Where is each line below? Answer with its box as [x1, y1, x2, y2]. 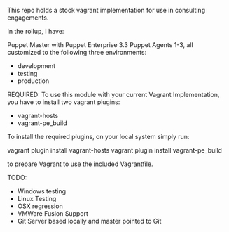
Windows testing [17, 187, 67, 195]
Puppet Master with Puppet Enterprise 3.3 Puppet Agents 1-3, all [7, 41, 194, 49]
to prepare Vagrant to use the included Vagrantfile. [7, 160, 153, 168]
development [17, 62, 56, 70]
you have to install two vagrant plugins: [7, 98, 120, 106]
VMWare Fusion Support [17, 210, 89, 217]
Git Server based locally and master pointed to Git [17, 217, 162, 225]
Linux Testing [17, 195, 57, 202]
